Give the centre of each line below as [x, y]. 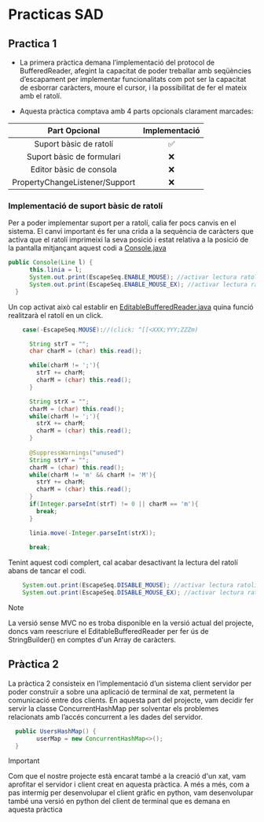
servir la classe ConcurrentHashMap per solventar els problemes [114, 708]
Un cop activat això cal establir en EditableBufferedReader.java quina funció [131, 307]
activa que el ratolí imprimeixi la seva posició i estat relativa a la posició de [128, 240]
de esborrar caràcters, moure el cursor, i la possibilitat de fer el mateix [133, 87]
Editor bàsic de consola [73, 169]
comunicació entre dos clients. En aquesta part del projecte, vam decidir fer [131, 700]
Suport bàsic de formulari [73, 157]
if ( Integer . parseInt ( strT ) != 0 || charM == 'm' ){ [114, 504]
